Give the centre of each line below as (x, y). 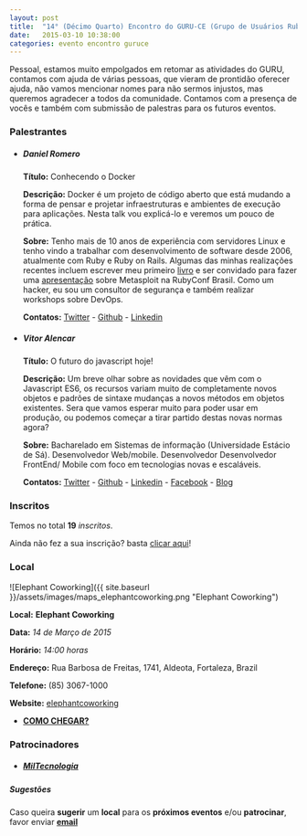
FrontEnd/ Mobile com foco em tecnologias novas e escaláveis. (142, 465)
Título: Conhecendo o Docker (79, 177)
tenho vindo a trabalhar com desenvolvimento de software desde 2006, (158, 251)
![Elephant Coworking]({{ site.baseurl (79, 587)
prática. (37, 224)
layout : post (34, 18)
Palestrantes (38, 132)
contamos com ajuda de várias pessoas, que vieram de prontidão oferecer (150, 79)
